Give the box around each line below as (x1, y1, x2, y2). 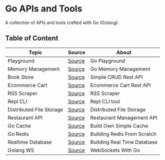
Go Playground (90, 57, 125, 64)
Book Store (7, 73, 34, 80)
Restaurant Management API (90, 114, 157, 121)
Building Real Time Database (90, 138, 158, 145)
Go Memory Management (90, 65, 150, 72)
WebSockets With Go (90, 146, 140, 153)
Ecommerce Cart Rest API (90, 81, 151, 88)
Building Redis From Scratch (90, 130, 156, 137)
